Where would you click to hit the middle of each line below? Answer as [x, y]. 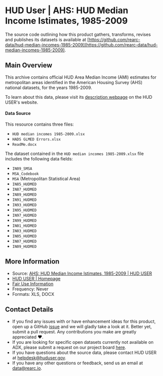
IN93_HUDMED [24, 205]
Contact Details [29, 310]
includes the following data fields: [39, 158]
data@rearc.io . [27, 368]
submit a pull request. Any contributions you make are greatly [74, 332]
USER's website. [22, 102]
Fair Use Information [33, 284]
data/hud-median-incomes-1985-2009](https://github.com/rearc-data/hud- [81, 44]
